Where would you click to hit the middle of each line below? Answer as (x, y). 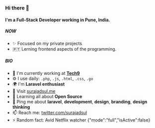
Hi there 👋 (17, 8)
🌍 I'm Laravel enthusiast (39, 84)
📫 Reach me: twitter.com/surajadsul (50, 113)
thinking (21, 107)
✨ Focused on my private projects (47, 44)
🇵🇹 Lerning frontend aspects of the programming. (64, 49)
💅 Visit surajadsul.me (34, 91)
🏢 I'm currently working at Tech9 (46, 73)
